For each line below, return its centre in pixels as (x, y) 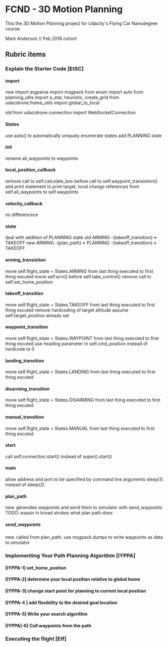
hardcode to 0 (20, 349)
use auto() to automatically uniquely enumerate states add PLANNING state (84, 136)
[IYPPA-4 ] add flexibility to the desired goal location (61, 602)
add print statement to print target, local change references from (72, 187)
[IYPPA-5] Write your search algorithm (46, 614)
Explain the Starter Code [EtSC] (45, 69)
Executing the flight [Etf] (36, 638)
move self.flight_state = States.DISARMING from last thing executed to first (83, 400)
